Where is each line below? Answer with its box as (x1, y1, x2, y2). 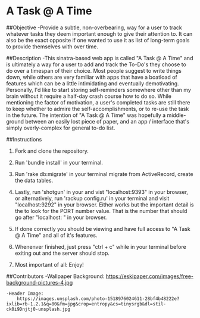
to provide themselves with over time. (6, 43, 98, 50)
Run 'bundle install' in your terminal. (14, 159, 103, 166)
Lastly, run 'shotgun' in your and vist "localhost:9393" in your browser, (14, 188, 189, 195)
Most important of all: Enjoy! (14, 261, 85, 268)
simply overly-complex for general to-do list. (6, 124, 115, 131)
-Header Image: (6, 291, 44, 297)
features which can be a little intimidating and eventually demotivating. (6, 79, 180, 87)
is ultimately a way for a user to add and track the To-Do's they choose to (6, 61, 186, 68)
